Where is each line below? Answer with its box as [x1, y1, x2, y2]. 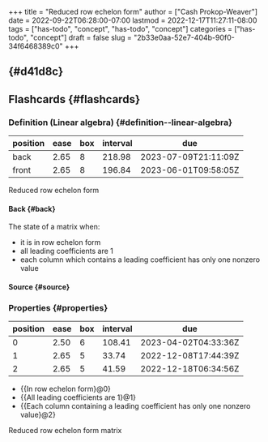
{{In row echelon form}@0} [19, 384, 112, 394]
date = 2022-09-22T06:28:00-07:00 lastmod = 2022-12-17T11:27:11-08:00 [8, 15, 257, 25]
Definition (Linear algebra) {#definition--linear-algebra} [8, 117, 233, 128]
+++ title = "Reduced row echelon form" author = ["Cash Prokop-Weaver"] [8, 7, 257, 16]
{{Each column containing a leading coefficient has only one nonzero [19, 401, 251, 411]
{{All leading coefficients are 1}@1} [19, 393, 136, 402]
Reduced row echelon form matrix [8, 426, 122, 436]
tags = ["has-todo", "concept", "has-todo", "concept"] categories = [8, 24, 233, 33]
